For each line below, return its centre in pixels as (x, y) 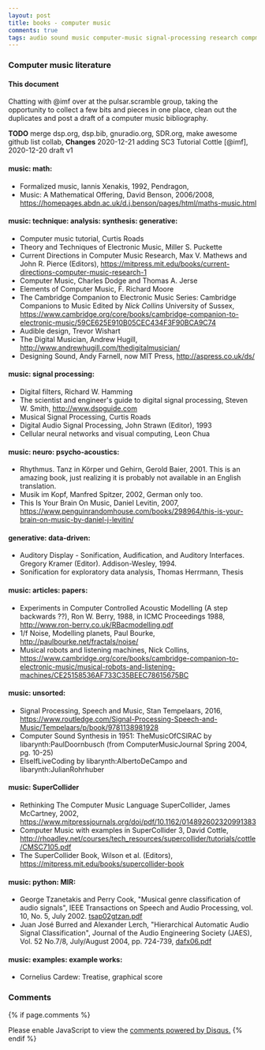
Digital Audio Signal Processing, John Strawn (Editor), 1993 (116, 425)
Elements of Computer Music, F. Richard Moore (97, 288)
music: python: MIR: (42, 882)
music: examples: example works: (65, 959)
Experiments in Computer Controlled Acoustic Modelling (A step (123, 608)
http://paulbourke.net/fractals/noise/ (79, 642)
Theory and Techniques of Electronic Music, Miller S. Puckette (121, 247)
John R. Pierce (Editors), (59, 263)
